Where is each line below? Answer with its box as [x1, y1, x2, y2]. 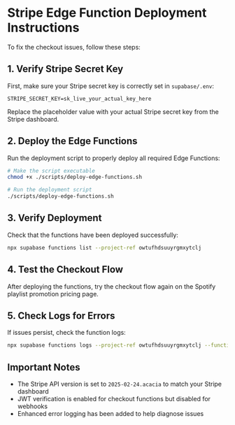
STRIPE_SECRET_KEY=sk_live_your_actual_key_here [7, 95, 152, 102]
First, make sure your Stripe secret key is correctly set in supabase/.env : [7, 82, 215, 90]
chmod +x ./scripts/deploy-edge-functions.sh [7, 173, 142, 181]
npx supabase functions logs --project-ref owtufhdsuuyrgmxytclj [7, 342, 201, 349]
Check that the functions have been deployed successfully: [7, 231, 178, 239]
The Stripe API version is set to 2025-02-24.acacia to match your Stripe [17, 380, 222, 389]
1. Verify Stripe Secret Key [7, 63, 124, 75]
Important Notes [7, 361, 80, 373]
